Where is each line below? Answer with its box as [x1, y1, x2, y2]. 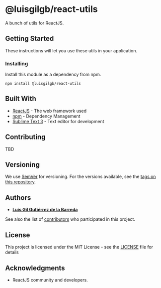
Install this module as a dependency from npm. [5, 71, 101, 78]
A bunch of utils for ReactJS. [5, 20, 64, 26]
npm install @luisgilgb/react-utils [5, 81, 81, 86]
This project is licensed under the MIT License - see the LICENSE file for [5, 244, 153, 250]
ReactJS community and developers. [12, 277, 88, 283]
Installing [5, 60, 28, 67]
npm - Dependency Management [12, 113, 80, 119]
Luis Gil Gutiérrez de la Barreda [12, 207, 78, 213]
